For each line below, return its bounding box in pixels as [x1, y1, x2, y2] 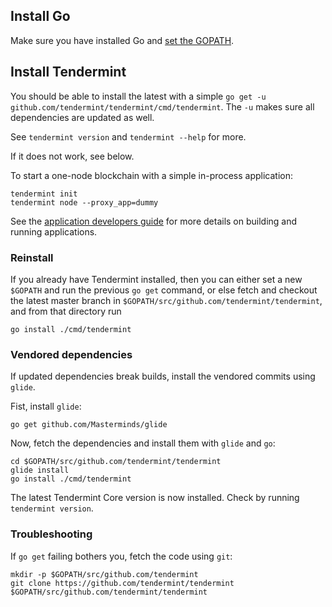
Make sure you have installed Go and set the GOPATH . [10, 34, 235, 46]
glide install [10, 465, 70, 476]
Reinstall [10, 250, 54, 264]
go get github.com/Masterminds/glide [10, 420, 168, 430]
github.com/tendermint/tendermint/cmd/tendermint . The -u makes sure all [10, 100, 315, 113]
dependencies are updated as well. [10, 111, 155, 123]
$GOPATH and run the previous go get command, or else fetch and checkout [10, 284, 318, 296]
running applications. [10, 225, 98, 238]
